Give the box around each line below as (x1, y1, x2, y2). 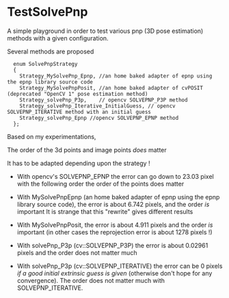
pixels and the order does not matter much (16, 248, 137, 257)
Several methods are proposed (7, 47, 94, 55)
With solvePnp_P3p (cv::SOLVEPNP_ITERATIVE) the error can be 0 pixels (16, 262, 223, 270)
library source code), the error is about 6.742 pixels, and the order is (16, 200, 210, 208)
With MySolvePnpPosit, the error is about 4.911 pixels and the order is (16, 221, 213, 229)
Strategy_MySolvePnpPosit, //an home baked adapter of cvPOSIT (19, 84, 204, 91)
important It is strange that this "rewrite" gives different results (16, 207, 193, 216)
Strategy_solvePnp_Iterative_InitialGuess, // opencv (19, 102, 176, 110)
